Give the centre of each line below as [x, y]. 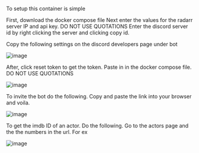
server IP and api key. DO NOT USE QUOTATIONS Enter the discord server [97, 26]
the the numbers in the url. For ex [47, 132]
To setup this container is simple [46, 9]
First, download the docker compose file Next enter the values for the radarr [99, 20]
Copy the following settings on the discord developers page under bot [92, 44]
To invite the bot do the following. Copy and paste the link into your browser [99, 96]
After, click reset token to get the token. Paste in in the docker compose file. [99, 67]
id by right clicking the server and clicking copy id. [68, 33]
